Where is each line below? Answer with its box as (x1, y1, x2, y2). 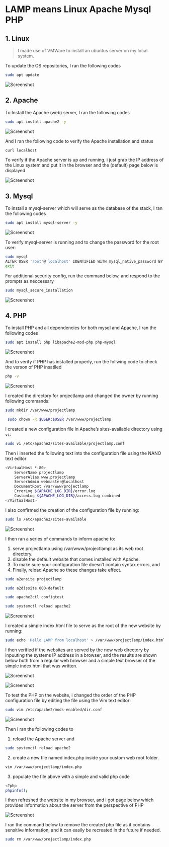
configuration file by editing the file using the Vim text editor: (5, 698, 131, 704)
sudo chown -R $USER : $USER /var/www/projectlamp (7, 417, 112, 422)
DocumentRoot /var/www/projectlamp (14, 484, 89, 489)
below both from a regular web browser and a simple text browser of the (5, 658, 156, 664)
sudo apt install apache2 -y (5, 119, 66, 124)
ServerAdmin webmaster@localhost (14, 479, 84, 484)
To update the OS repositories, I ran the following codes (5, 63, 121, 68)
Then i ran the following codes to (5, 726, 74, 732)
